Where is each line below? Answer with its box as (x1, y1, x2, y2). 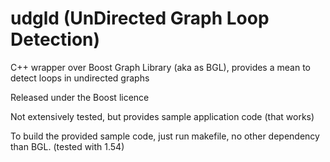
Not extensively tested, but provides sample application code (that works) (10, 110, 315, 122)
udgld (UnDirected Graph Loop (10, 7, 270, 30)
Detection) (10, 28, 101, 51)
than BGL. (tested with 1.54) (10, 140, 125, 152)
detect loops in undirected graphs (10, 72, 150, 84)
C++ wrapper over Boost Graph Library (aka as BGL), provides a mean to (10, 61, 311, 73)
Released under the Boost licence (10, 91, 150, 103)
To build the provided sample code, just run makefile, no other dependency (10, 130, 320, 142)
